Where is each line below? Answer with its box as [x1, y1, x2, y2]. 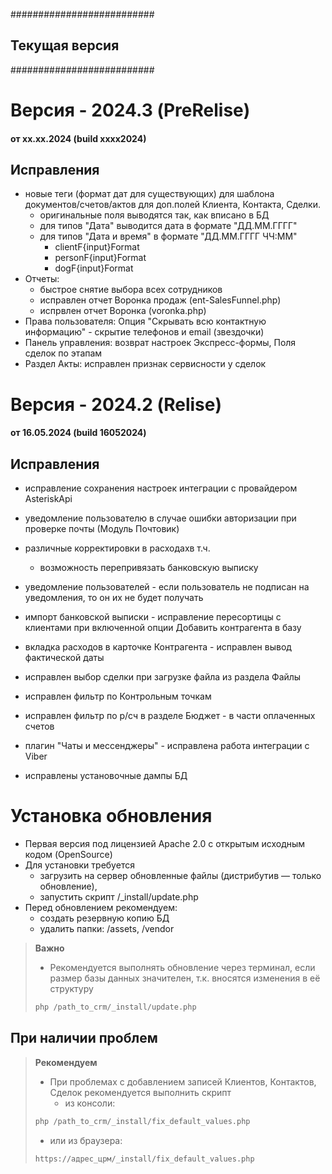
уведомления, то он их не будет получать [24, 592, 204, 603]
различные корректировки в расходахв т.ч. [24, 542, 211, 554]
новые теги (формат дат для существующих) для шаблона [24, 188, 275, 200]
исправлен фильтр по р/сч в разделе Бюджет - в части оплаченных [24, 710, 316, 721]
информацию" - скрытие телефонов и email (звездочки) [24, 326, 265, 338]
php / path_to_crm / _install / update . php [34, 1002, 197, 1012]
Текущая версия [10, 37, 120, 54]
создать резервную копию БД [39, 912, 170, 924]
